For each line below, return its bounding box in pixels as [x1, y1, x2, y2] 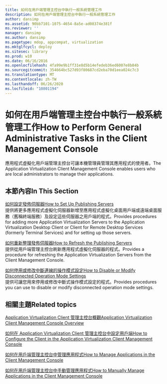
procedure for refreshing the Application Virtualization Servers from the [5, 252, 152, 258]
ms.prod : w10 [5, 53, 32, 59]
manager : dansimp [5, 30, 41, 35]
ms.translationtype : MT [5, 72, 55, 77]
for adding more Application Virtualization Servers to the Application [5, 219, 145, 225]
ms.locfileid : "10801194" [5, 86, 59, 91]
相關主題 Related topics [5, 300, 77, 309]
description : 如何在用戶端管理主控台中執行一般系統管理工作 [5, 12, 116, 17]
